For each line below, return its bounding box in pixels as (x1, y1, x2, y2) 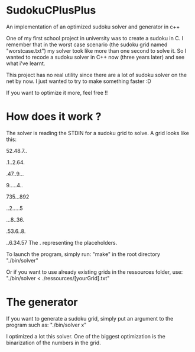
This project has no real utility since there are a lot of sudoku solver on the (6, 71, 187, 78)
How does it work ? (6, 110, 102, 123)
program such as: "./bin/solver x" (6, 321, 87, 328)
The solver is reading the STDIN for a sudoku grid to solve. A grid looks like (6, 129, 189, 136)
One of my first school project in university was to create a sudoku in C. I (6, 34, 184, 41)
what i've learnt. (6, 60, 45, 67)
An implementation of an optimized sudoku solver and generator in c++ (6, 23, 180, 30)
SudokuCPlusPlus (6, 4, 96, 17)
